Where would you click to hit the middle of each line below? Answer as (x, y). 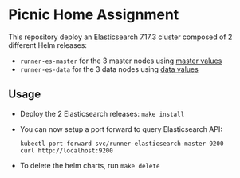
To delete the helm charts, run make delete (90, 165)
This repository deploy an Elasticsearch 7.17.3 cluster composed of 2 (120, 37)
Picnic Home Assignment (94, 15)
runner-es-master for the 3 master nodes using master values (121, 61)
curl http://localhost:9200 (66, 150)
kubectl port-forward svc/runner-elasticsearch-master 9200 (122, 144)
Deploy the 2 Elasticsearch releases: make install (102, 113)
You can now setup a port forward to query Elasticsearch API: (121, 129)
